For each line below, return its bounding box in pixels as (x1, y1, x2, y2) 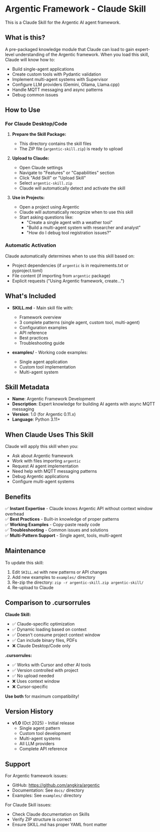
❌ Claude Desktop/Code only (12, 642, 71, 648)
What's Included (5, 292, 56, 300)
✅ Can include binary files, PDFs (12, 637, 78, 643)
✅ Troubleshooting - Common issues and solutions (5, 527, 109, 533)
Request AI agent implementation (12, 463, 79, 469)
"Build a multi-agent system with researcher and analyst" (26, 224, 141, 231)
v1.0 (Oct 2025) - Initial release (12, 720, 75, 726)
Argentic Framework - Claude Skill (5, 3, 146, 15)
